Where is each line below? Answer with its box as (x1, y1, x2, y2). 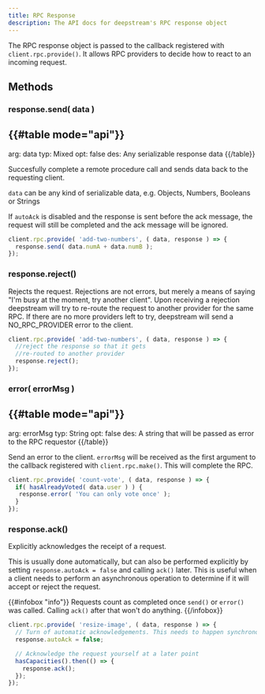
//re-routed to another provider (15, 350, 125, 358)
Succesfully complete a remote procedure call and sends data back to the (8, 164, 248, 173)
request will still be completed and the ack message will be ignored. (8, 220, 229, 229)
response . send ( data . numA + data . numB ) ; (15, 242, 154, 251)
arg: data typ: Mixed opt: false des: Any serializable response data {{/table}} (8, 149, 256, 159)
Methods (8, 80, 54, 93)
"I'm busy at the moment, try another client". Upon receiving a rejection (8, 295, 241, 304)
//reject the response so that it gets (15, 342, 147, 351)
